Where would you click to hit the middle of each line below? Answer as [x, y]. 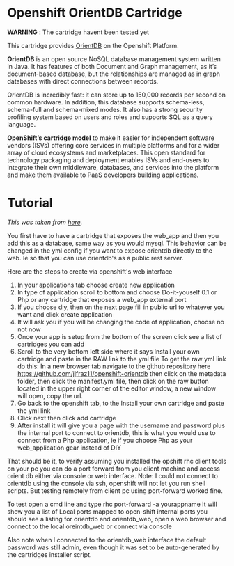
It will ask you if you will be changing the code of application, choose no [121, 322]
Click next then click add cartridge [67, 418]
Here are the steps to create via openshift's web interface [90, 271]
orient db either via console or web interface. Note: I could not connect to [112, 475]
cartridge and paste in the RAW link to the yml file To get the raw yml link [122, 359]
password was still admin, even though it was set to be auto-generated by [113, 547]
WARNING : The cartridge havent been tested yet [78, 32]
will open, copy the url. [50, 395]
